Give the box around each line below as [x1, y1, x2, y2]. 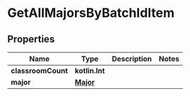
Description [112, 54, 153, 64]
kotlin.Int [74, 66, 105, 76]
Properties [7, 33, 55, 45]
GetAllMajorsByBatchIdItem [7, 5, 175, 21]
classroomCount [11, 66, 69, 76]
